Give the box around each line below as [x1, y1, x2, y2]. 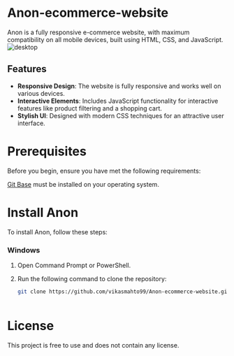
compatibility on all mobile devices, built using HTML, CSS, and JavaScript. [7, 35, 224, 43]
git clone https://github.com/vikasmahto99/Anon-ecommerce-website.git [17, 288, 231, 295]
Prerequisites [7, 143, 87, 159]
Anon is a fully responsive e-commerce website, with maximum [7, 28, 190, 36]
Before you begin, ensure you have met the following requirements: [7, 166, 201, 175]
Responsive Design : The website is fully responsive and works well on [17, 82, 221, 90]
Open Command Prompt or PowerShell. [17, 261, 131, 269]
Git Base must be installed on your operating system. [7, 180, 159, 188]
